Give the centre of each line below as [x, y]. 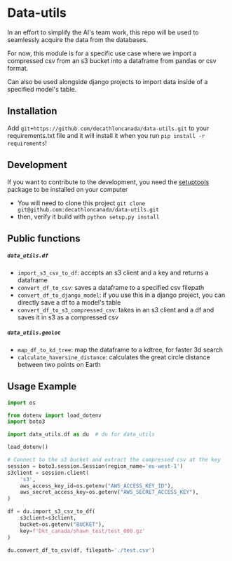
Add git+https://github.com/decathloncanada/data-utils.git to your [108, 128]
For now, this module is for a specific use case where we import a [102, 53]
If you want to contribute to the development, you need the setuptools [108, 182]
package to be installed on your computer [68, 189]
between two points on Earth [59, 364]
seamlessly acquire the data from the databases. [78, 39]
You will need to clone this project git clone [81, 203]
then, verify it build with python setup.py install [88, 216]
